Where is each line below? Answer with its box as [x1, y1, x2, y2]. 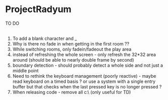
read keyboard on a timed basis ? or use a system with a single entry [12, 78, 155, 84]
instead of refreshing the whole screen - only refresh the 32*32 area [12, 52, 156, 58]
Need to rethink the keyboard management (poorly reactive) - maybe [12, 73, 156, 79]
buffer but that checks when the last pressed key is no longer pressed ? [12, 83, 162, 89]
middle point [12, 67, 39, 74]
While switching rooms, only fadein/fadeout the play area [12, 46, 132, 52]
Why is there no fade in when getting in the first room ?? [12, 40, 130, 46]
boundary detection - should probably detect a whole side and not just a [12, 62, 163, 68]
